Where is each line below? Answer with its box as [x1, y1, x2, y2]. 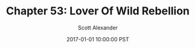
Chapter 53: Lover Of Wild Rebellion [6, 4, 190, 18]
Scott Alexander [77, 24, 118, 31]
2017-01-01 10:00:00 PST [66, 35, 129, 43]
